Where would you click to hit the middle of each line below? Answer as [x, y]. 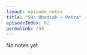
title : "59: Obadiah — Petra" [44, 17]
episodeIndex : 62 [28, 23]
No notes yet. [23, 45]
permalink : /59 [25, 28]
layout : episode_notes [34, 12]
